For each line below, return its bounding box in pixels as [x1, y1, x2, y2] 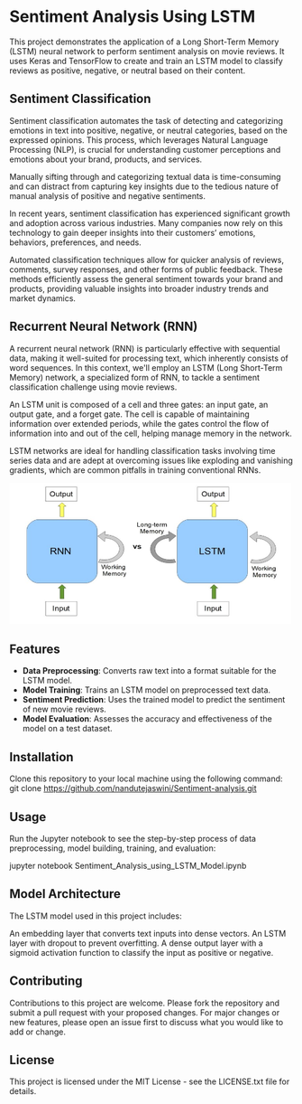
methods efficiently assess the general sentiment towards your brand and [9, 273, 284, 284]
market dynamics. [9, 292, 77, 304]
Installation [9, 749, 74, 765]
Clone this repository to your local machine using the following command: [9, 773, 283, 784]
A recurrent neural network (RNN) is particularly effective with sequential [9, 343, 281, 354]
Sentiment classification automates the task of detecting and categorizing [9, 115, 284, 126]
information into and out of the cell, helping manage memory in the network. [9, 428, 293, 439]
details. [9, 1086, 37, 1097]
